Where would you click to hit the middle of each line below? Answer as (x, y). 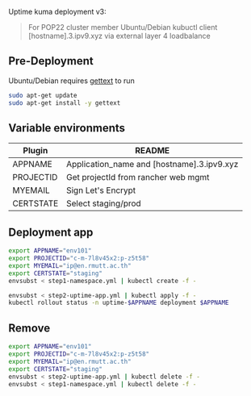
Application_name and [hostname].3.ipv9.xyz (152, 165)
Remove (29, 328)
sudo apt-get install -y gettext (65, 103)
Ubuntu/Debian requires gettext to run (71, 81)
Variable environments (67, 128)
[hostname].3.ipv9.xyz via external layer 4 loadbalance (119, 36)
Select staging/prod (103, 203)
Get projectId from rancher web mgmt (138, 177)
